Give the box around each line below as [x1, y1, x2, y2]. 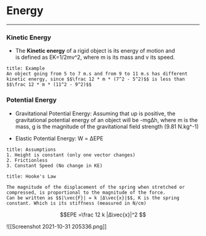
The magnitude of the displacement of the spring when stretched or [6, 184, 185, 190]
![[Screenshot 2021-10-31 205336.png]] [6, 223, 107, 230]
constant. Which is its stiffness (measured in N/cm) [6, 200, 147, 206]
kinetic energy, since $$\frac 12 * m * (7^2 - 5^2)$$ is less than [6, 76, 185, 83]
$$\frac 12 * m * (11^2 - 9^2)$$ [6, 82, 92, 88]
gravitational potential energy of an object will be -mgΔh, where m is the [15, 116, 198, 123]
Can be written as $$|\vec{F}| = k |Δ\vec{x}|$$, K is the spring [6, 194, 180, 201]
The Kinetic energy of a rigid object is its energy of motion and [15, 47, 175, 55]
